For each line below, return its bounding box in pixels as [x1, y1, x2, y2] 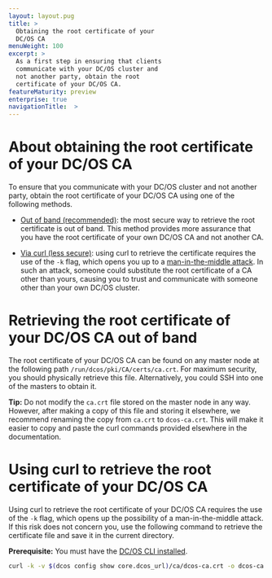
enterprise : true [8, 95, 68, 103]
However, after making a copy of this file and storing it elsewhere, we [8, 406, 241, 415]
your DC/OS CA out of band [8, 329, 198, 347]
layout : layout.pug [8, 11, 75, 20]
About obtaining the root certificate [8, 138, 254, 156]
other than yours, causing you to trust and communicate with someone [20, 274, 258, 284]
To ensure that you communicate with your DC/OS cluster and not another [8, 182, 257, 192]
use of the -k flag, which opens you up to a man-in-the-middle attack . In [20, 257, 264, 267]
